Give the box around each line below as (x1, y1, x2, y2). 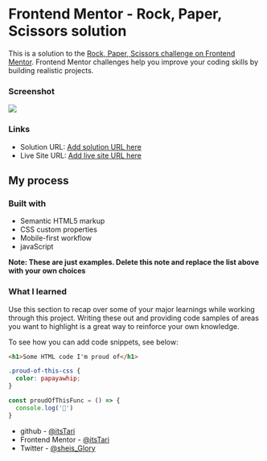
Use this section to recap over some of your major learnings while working (8, 304, 255, 314)
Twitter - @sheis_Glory (19, 443, 97, 453)
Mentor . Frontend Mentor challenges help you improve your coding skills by (8, 57, 259, 67)
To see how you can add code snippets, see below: (8, 337, 179, 347)
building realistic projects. (8, 65, 94, 75)
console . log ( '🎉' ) (15, 404, 74, 412)
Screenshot (8, 85, 55, 97)
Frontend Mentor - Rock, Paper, (8, 5, 223, 23)
